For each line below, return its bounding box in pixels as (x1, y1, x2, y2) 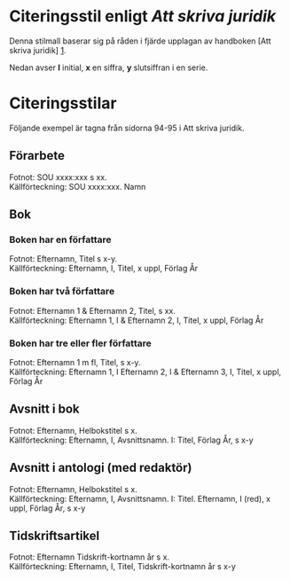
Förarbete (9, 148, 65, 163)
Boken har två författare (9, 286, 115, 298)
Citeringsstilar (9, 93, 117, 114)
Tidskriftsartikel (9, 528, 100, 543)
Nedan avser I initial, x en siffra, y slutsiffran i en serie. (9, 62, 208, 73)
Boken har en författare (9, 233, 113, 246)
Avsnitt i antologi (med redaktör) (9, 460, 192, 475)
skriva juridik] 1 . (9, 44, 67, 55)
